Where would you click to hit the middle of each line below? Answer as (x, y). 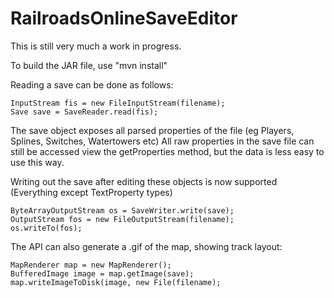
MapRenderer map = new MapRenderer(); (91, 265)
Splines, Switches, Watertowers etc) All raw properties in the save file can (162, 141)
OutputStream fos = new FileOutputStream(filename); (122, 219)
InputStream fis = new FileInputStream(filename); (118, 103)
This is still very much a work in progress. (96, 46)
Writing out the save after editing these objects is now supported (144, 181)
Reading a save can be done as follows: (92, 84)
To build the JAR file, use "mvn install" (89, 65)
